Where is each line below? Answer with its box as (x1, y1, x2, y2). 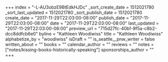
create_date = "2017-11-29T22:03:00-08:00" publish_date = (5, 15, 129, 20)
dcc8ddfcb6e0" (5, 31, 38, 36)
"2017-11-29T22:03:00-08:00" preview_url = (5, 25, 97, 31)
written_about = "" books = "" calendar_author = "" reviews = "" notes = (5, 41, 154, 47)
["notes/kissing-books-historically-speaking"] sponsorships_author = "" (5, 47, 154, 52)
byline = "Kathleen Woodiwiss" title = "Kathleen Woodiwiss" (39, 31, 163, 36)
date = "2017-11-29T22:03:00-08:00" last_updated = (50, 20, 159, 26)
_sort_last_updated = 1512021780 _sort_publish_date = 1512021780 (5, 9, 142, 15)
